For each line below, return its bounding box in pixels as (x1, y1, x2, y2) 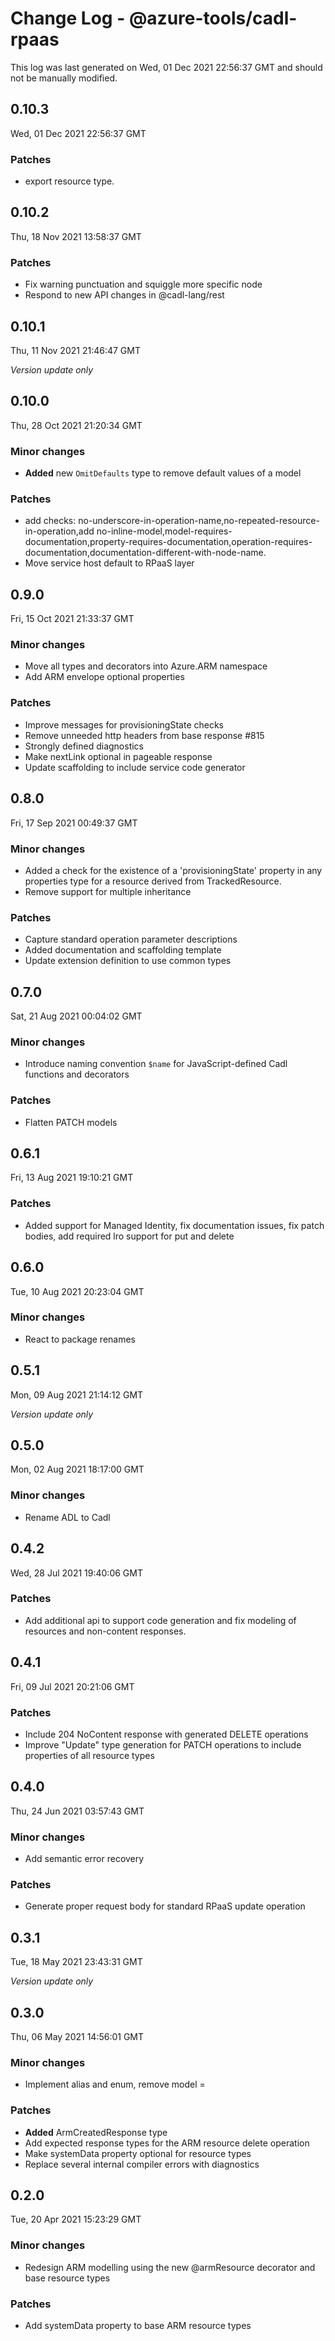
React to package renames (24, 1333, 136, 1345)
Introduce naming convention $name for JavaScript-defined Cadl (24, 1058, 288, 1070)
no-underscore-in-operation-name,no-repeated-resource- (78, 515, 320, 527)
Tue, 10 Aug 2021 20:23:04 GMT (10, 1285, 145, 1297)
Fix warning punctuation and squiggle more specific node (24, 278, 263, 291)
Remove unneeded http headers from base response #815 (24, 729, 265, 741)
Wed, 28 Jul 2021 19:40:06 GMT (10, 1567, 143, 1579)
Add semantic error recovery (24, 1853, 145, 1865)
